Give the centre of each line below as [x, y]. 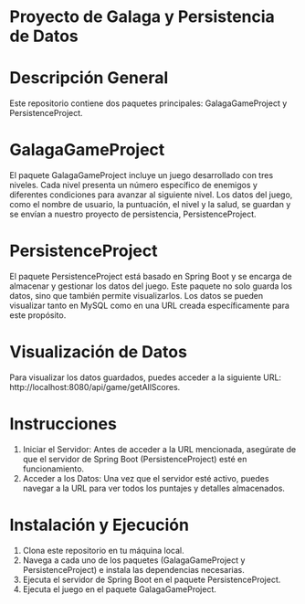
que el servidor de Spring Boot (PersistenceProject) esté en [135, 459]
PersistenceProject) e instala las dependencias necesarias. [133, 569]
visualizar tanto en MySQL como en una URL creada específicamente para [150, 305]
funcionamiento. [53, 469]
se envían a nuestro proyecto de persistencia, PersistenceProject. [133, 214]
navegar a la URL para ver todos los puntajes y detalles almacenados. [154, 488]
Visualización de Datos [98, 352]
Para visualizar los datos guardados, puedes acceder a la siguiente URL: [145, 377]
